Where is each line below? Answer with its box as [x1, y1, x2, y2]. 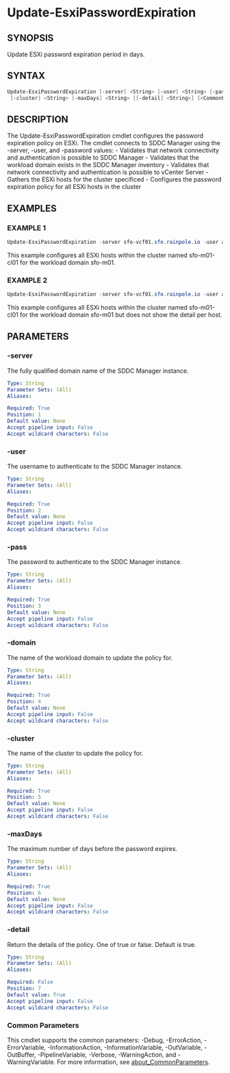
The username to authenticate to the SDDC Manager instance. [7, 463, 183, 471]
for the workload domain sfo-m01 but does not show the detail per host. [19, 310, 222, 319]
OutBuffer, [7, 1050, 36, 1059]
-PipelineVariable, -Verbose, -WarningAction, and [37, 1050, 177, 1059]
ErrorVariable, [7, 1043, 47, 1051]
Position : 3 [7, 602, 41, 609]
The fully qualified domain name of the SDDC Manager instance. [7, 367, 189, 375]
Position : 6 [7, 889, 41, 896]
